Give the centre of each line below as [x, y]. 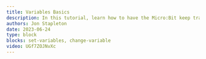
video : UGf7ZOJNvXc [31, 47]
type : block [21, 35]
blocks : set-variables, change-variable [59, 41]
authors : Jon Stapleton [37, 23]
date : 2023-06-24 [29, 29]
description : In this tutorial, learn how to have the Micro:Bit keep [98, 18]
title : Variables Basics [38, 12]
